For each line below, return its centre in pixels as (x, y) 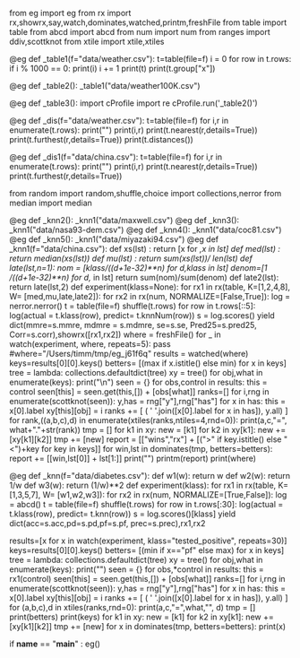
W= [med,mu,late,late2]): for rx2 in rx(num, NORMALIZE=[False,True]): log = (150, 296)
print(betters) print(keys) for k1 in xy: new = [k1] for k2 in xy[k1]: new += (142, 617)
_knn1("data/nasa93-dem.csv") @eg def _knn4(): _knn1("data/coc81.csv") (146, 229)
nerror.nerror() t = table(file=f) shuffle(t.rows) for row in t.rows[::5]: (133, 306)
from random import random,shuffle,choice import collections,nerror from (146, 193)
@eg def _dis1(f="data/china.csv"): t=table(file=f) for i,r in (116, 157)
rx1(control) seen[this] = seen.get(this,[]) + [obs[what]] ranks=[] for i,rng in (147, 579)
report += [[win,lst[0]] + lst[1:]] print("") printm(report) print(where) (133, 458)
